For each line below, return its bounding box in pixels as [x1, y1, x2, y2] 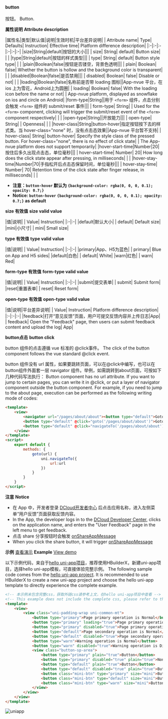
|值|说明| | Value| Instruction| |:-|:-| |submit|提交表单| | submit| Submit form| [5, 279, 161, 285]
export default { [14, 442, 50, 447]
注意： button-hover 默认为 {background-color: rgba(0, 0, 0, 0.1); [12, 183, 153, 189]
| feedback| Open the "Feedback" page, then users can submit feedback [5, 319, 155, 325]
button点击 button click [5, 334, 55, 340]
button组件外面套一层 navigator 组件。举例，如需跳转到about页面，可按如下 [5, 368, 161, 374]
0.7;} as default [12, 198, 46, 204]
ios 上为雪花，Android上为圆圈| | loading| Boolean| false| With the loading [5, 85, 157, 91]
